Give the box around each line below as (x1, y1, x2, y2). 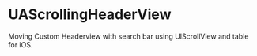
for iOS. (8, 39, 33, 49)
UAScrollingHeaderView (8, 6, 172, 24)
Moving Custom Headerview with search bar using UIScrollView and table (8, 32, 249, 41)
